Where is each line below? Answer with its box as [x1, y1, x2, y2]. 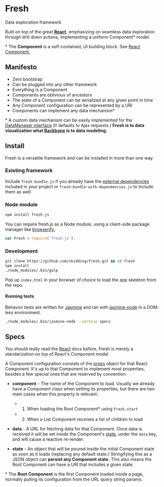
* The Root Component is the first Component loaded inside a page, [5, 471, 144, 477]
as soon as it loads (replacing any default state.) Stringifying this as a [12, 451, 152, 457]
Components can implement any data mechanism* [12, 107, 115, 113]
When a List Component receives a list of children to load [27, 416, 143, 422]
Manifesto [5, 63, 37, 71]
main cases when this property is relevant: [12, 391, 98, 397]
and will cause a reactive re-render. [12, 436, 84, 442]
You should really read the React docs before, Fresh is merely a [5, 346, 134, 352]
